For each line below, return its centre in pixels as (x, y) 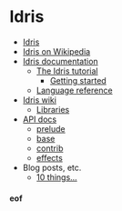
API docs (40, 119)
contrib (50, 148)
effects (50, 157)
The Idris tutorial (67, 71)
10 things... (56, 177)
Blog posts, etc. (52, 167)
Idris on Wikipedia (56, 51)
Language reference (74, 90)
